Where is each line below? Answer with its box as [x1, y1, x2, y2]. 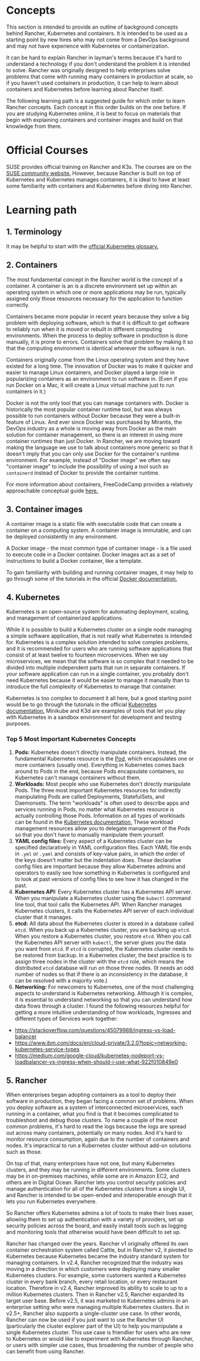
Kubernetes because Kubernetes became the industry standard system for [6, 1253, 189, 1260]
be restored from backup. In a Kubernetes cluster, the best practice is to [14, 952, 192, 959]
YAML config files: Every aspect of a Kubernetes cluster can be [14, 837, 173, 845]
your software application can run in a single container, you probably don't [6, 670, 189, 678]
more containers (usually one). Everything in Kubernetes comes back [14, 761, 185, 768]
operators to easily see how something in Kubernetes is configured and [14, 869, 190, 876]
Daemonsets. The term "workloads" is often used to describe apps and [14, 799, 189, 806]
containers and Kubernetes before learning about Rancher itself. [6, 85, 164, 93]
